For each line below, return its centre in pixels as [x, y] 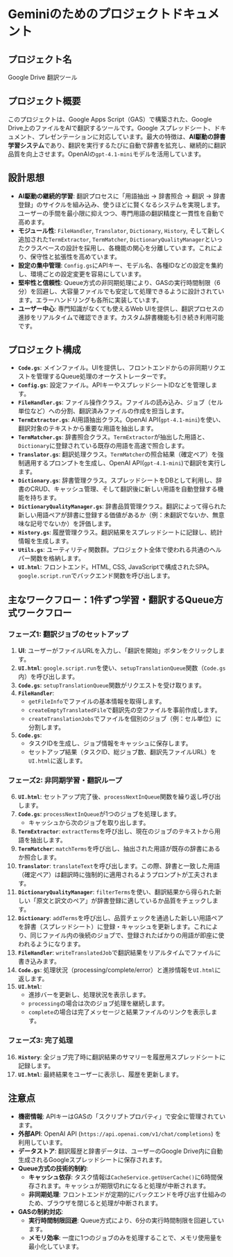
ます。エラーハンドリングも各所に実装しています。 [90, 300]
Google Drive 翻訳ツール [43, 77]
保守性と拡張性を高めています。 [75, 257]
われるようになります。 [51, 944]
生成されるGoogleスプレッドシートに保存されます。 [92, 1159]
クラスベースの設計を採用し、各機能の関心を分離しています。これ [118, 248]
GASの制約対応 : [41, 1211]
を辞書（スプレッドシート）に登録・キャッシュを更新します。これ [112, 927]
